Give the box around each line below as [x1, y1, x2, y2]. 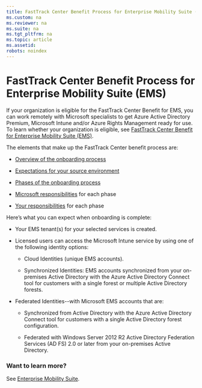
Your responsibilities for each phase [14, 202, 104, 209]
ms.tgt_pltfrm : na [6, 31, 52, 37]
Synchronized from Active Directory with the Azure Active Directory [23, 309, 192, 316]
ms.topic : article [6, 37, 52, 43]
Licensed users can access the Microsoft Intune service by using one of [14, 237, 194, 244]
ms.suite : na [6, 25, 39, 32]
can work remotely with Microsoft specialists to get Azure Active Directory [6, 112, 191, 120]
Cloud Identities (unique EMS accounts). [23, 255, 124, 262]
